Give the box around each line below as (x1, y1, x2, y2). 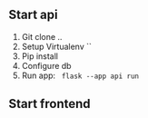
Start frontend (8, 96, 92, 112)
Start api (8, 7, 58, 23)
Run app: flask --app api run (21, 70, 140, 81)
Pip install (21, 50, 58, 62)
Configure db (21, 60, 72, 71)
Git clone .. (21, 31, 63, 42)
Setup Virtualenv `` (21, 41, 93, 52)
